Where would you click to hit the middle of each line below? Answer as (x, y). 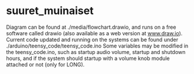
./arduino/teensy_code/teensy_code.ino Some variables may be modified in (97, 46)
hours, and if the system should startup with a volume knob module (88, 58)
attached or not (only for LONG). (45, 64)
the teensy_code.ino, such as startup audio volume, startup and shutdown (96, 52)
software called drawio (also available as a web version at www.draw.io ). (94, 33)
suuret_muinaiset (50, 11)
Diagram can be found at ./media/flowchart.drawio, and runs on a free (91, 27)
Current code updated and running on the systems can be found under (92, 39)
